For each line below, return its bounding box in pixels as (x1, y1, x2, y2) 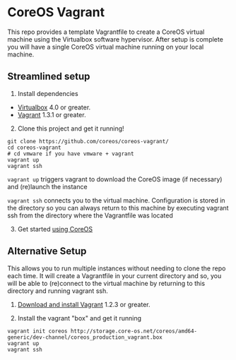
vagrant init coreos (7, 328, 69, 335)
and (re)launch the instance (7, 182, 88, 191)
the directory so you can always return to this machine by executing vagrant (7, 203, 229, 212)
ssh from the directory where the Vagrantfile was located (7, 211, 173, 220)
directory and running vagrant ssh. (7, 287, 108, 295)
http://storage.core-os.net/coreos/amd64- (70, 328, 198, 335)
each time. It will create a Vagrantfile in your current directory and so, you (7, 271, 222, 280)
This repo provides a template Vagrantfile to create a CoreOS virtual (7, 28, 205, 36)
